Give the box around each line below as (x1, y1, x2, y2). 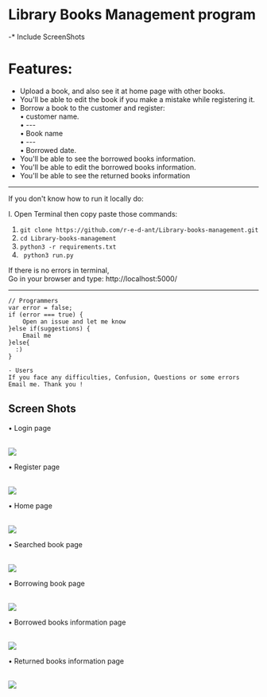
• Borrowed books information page (8, 617, 126, 627)
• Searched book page (8, 539, 83, 549)
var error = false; (8, 303, 73, 311)
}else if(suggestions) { (8, 324, 91, 332)
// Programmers (8, 296, 59, 304)
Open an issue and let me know (22, 317, 126, 326)
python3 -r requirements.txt (19, 243, 117, 251)
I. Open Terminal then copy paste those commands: (8, 209, 178, 218)
